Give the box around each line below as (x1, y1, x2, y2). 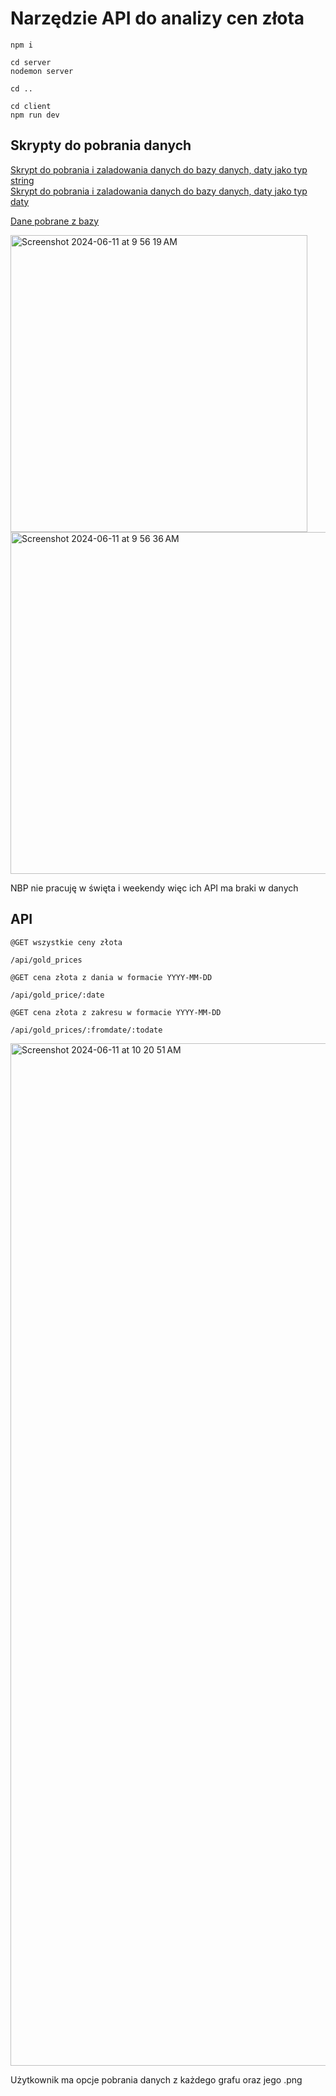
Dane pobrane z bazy (10, 215, 100, 227)
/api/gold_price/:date (10, 990, 105, 1000)
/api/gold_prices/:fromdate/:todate (10, 1025, 163, 1035)
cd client (10, 101, 52, 111)
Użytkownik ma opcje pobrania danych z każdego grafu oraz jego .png (10, 2073, 303, 2086)
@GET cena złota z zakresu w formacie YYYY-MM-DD (10, 1007, 222, 1017)
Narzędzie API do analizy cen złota (10, 7, 305, 30)
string (10, 174, 35, 186)
